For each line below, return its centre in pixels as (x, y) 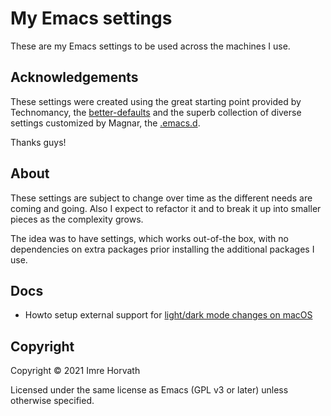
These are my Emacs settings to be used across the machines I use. (150, 46)
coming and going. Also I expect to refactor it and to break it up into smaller (166, 208)
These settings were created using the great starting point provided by (156, 101)
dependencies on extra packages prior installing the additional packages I (162, 249)
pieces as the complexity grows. (77, 219)
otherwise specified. (52, 401)
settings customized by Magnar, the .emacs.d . (105, 123)
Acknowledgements (74, 77)
